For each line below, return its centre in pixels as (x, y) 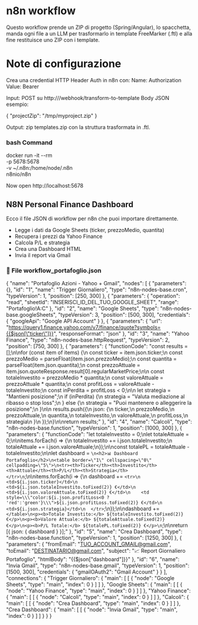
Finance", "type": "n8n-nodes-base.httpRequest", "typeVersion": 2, (88, 340)
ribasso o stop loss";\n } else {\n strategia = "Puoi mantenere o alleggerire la (99, 403)
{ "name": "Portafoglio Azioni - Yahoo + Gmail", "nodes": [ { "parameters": (96, 283)
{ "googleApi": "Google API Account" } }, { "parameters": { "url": (84, 321)
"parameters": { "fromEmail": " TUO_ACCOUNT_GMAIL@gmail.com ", (89, 544)
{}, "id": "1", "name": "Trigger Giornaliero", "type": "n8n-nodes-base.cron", (97, 290)
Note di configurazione (64, 64)
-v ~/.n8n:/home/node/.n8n (39, 168)
